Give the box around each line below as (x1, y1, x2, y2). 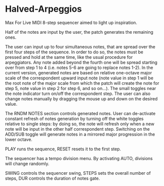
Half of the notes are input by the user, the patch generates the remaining (5, 29, 153, 35)
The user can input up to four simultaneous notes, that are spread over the (5, 44, 156, 49)
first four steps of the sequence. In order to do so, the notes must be (5, 49, 143, 55)
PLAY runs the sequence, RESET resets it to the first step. (5, 146, 121, 152)
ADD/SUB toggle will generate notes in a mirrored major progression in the (5, 131, 155, 137)
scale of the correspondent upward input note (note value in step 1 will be (5, 75, 154, 81)
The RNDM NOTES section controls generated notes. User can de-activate (5, 110, 156, 116)
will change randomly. (5, 161, 50, 166)
